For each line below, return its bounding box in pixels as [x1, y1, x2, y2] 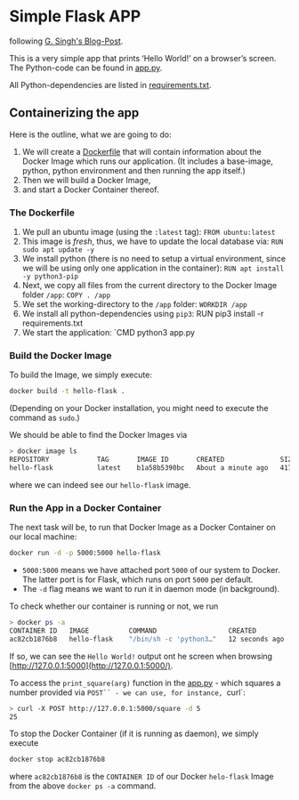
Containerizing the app [9, 105, 140, 121]
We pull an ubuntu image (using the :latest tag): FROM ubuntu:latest [21, 227, 276, 238]
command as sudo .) [9, 412, 80, 424]
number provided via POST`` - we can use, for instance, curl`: [9, 687, 246, 698]
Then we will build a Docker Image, [21, 174, 151, 185]
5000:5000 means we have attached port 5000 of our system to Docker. [21, 565, 280, 576]
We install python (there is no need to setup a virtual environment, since [21, 254, 287, 264]
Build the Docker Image [9, 349, 112, 361]
